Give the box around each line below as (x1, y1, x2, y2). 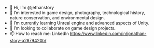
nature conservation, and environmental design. (9, 15, 105, 20)
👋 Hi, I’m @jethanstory (9, 5, 54, 10)
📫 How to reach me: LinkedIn (9, 31, 69, 36)
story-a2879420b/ (9, 38, 47, 43)
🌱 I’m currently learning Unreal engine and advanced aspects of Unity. (9, 20, 150, 26)
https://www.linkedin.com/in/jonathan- (70, 31, 147, 36)
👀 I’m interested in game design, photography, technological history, (9, 10, 145, 16)
